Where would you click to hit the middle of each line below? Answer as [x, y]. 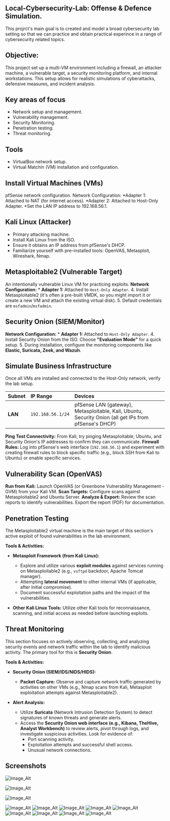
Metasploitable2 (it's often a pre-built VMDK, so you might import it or [78, 295]
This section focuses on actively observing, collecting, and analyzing [77, 641]
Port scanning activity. [51, 739]
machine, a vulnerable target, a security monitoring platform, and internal [81, 73]
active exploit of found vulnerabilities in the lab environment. [68, 536]
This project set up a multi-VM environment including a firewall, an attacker [83, 68]
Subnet [17, 396]
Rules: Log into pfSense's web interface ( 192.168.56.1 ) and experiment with [85, 447]
